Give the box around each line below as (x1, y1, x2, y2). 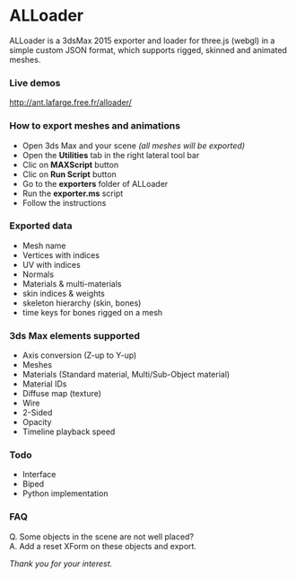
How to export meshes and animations (9, 120, 181, 132)
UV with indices (22, 259, 81, 270)
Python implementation (22, 488, 109, 499)
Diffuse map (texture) (22, 388, 101, 399)
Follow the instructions (22, 197, 107, 208)
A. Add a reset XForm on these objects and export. (9, 540, 197, 551)
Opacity (22, 417, 52, 428)
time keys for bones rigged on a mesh (22, 307, 163, 317)
